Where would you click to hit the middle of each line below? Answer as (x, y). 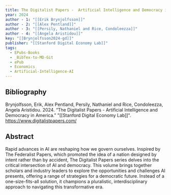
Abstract (20, 137)
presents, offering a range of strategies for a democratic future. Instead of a (85, 176)
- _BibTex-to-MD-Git (32, 57)
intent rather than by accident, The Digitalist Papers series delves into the (82, 160)
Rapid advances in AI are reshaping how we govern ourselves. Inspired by (83, 149)
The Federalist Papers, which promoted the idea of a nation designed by (81, 154)
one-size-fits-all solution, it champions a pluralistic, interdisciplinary (76, 181)
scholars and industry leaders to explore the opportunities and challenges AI (85, 171)
